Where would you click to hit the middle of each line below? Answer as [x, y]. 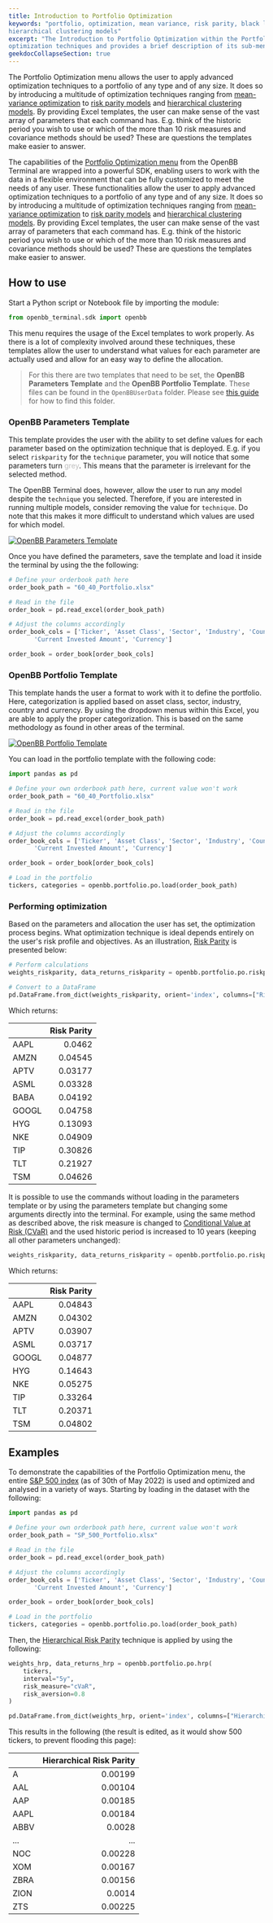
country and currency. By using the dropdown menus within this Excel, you [134, 711]
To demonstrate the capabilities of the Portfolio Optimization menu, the [127, 1472]
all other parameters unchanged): [64, 1240]
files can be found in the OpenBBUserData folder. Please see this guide [143, 392]
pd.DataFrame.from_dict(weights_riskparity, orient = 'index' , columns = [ [132, 995]
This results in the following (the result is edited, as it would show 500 [125, 1732]
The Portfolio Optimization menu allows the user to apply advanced [121, 77]
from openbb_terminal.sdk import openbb [78, 317]
